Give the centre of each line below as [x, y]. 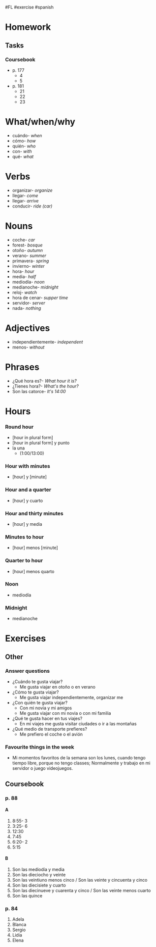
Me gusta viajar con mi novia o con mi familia [65, 713]
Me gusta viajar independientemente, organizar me [71, 697]
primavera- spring [31, 261]
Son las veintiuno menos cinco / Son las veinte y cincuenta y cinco [80, 880]
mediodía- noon [29, 282]
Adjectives [28, 328]
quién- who [24, 146]
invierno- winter [29, 266]
